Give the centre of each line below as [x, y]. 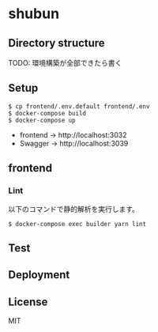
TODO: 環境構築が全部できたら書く [65, 63]
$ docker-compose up [42, 120]
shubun [34, 14]
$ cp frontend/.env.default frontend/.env [79, 106]
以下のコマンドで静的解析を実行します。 [74, 209]
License [28, 302]
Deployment [39, 275]
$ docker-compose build [47, 113]
